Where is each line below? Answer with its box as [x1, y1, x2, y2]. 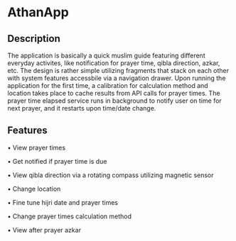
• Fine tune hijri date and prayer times [7, 198, 119, 206]
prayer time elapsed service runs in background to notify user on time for [7, 96, 222, 105]
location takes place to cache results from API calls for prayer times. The [7, 89, 220, 97]
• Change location [7, 184, 61, 193]
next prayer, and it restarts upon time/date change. [7, 104, 156, 112]
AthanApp [7, 4, 69, 21]
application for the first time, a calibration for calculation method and [7, 82, 208, 89]
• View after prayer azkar [7, 225, 82, 234]
